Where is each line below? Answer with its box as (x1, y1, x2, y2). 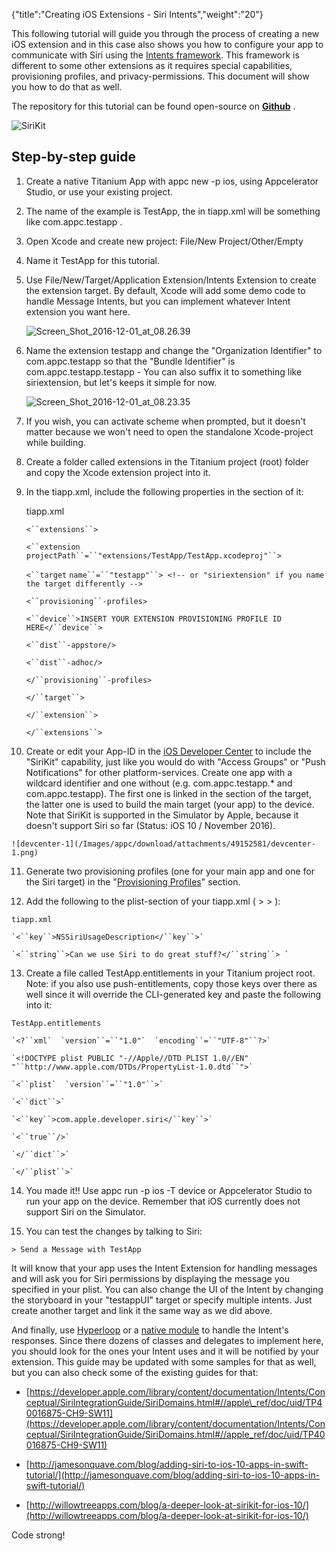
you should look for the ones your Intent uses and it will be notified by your (11, 1345, 320, 1357)
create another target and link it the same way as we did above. (11, 1304, 273, 1316)
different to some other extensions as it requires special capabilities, (11, 60, 293, 71)
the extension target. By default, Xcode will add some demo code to (25, 284, 306, 296)
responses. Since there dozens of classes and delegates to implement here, (11, 1334, 324, 1346)
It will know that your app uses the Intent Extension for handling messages (11, 1262, 318, 1274)
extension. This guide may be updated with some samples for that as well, (11, 1355, 317, 1368)
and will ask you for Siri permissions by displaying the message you (11, 1272, 290, 1284)
